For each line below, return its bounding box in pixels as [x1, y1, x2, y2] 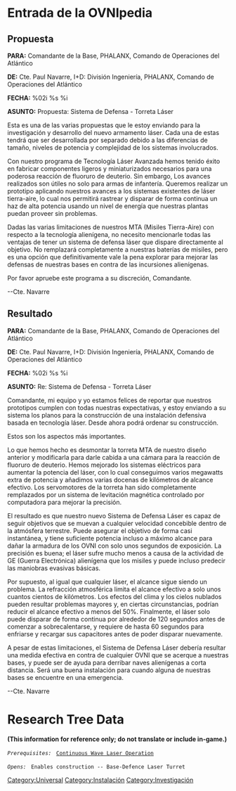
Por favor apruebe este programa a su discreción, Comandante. [7, 274, 192, 282]
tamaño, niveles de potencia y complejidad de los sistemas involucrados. [7, 143, 219, 152]
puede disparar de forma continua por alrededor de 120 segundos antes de [7, 615, 225, 623]
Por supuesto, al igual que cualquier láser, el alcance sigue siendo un [7, 577, 207, 586]
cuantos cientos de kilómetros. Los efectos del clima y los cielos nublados [7, 592, 223, 600]
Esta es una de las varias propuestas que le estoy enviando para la [7, 121, 201, 129]
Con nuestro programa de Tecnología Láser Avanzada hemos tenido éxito [7, 157, 221, 165]
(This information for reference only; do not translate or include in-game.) [7, 735, 227, 743]
